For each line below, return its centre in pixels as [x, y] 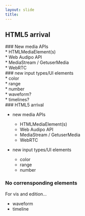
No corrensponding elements [41, 183]
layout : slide [20, 10]
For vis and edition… [26, 194]
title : [12, 14]
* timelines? [17, 100]
